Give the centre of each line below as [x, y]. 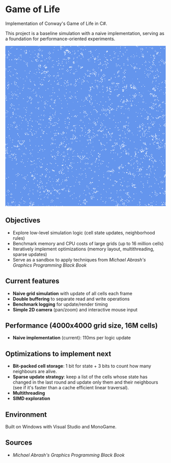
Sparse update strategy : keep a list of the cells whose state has [80, 377]
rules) [19, 238]
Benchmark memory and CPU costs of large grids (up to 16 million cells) [88, 243]
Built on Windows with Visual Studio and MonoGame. [61, 427]
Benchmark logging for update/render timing [60, 304]
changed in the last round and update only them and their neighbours [85, 382]
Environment [26, 414]
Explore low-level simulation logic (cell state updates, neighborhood [84, 233]
